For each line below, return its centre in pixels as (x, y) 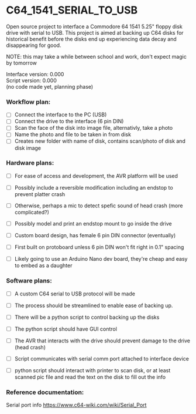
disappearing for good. (34, 45)
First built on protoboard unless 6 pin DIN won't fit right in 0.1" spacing (99, 247)
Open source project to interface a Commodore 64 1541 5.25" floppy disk (94, 26)
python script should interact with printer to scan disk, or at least (92, 370)
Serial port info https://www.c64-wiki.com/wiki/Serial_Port (76, 405)
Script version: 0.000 (31, 80)
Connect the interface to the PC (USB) (61, 115)
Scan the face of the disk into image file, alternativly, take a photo (94, 128)
